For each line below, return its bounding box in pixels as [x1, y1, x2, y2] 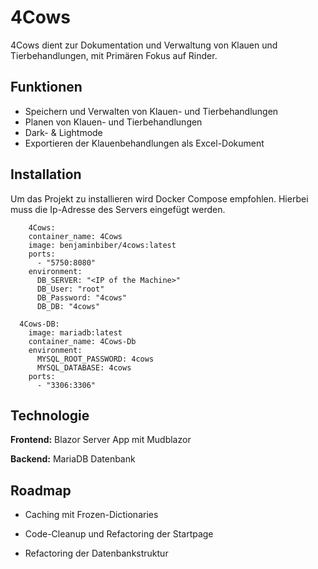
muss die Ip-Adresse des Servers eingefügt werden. [10, 203, 226, 215]
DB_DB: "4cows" [36, 301, 101, 311]
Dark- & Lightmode [24, 126, 103, 138]
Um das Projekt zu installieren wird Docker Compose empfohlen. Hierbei [10, 192, 309, 205]
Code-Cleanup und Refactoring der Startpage [24, 528, 214, 540]
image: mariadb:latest [28, 327, 123, 338]
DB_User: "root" [36, 284, 105, 294]
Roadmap [10, 482, 72, 499]
